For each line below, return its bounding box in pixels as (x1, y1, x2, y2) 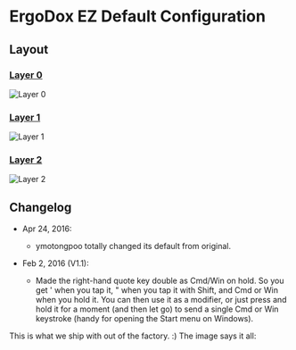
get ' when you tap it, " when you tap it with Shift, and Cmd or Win (35, 285, 279, 296)
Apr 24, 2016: (21, 223, 72, 234)
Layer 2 (9, 154, 43, 166)
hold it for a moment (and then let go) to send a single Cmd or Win (35, 304, 279, 314)
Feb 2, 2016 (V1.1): (21, 258, 89, 269)
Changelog (9, 199, 72, 215)
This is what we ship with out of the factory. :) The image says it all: (9, 330, 257, 341)
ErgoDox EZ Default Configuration (9, 6, 266, 27)
